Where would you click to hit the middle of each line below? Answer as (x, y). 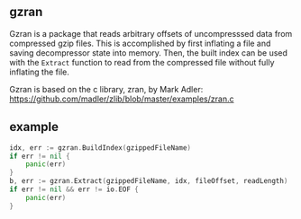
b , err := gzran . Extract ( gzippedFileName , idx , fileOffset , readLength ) (149, 181)
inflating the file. (39, 72)
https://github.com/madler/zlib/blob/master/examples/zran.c (122, 99)
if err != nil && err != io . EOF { (74, 189)
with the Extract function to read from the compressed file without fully (142, 62)
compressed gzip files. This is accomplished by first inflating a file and (140, 43)
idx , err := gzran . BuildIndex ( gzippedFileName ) (100, 148)
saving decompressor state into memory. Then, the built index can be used (149, 53)
